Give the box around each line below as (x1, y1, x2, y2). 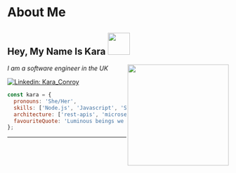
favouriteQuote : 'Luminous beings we (13, 117, 124, 124)
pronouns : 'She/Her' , (13, 98, 77, 105)
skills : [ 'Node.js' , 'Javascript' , (13, 104, 118, 111)
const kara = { (7, 91, 52, 98)
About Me (7, 4, 66, 20)
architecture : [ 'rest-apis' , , (13, 110, 231, 118)
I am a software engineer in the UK (7, 64, 109, 72)
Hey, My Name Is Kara (7, 45, 106, 57)
